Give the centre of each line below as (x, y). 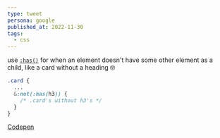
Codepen (21, 127)
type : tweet (25, 14)
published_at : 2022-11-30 (45, 27)
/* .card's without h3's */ (61, 100)
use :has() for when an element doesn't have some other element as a (110, 60)
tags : (15, 33)
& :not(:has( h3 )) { (41, 94)
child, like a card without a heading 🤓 (61, 68)
